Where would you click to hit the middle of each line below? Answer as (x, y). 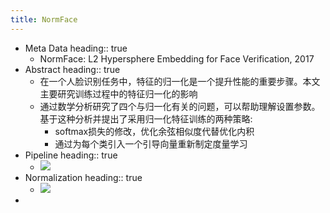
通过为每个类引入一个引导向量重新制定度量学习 (151, 143)
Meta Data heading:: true (76, 48)
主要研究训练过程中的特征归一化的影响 (118, 93)
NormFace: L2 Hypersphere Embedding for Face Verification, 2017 (177, 58)
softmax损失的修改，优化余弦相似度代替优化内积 (154, 131)
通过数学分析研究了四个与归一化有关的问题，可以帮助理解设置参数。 (180, 106)
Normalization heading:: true (83, 177)
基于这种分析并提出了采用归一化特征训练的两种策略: (146, 118)
